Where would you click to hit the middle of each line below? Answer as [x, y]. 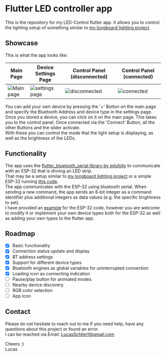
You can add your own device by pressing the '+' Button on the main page [81, 106]
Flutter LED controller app [59, 9]
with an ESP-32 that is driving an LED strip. [49, 171]
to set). [12, 202]
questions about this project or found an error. [52, 329]
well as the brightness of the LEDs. [41, 138]
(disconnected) [89, 76]
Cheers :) [15, 344]
